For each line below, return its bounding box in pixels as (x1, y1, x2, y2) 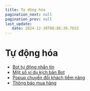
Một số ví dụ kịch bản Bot (12, 69, 65, 75)
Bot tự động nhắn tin (12, 64, 55, 70)
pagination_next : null (5, 12, 52, 17)
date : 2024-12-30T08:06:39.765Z (11, 26, 79, 31)
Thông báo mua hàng (12, 80, 57, 86)
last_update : (5, 21, 32, 26)
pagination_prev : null (5, 16, 52, 21)
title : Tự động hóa (5, 7, 46, 12)
